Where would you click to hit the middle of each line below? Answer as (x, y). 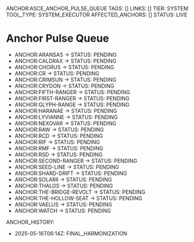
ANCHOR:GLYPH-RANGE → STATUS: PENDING (72, 105)
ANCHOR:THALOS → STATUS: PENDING (64, 186)
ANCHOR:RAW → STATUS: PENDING (59, 129)
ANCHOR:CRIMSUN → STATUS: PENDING (65, 79)
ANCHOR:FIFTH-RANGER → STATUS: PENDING (72, 92)
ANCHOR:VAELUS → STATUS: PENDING (63, 204)
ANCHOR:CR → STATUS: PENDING (57, 73)
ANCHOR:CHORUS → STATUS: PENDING (64, 67)
